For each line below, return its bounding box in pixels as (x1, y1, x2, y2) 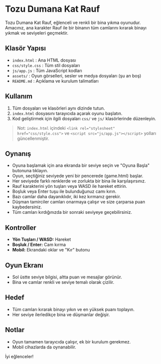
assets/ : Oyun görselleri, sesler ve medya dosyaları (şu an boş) (12, 72, 141, 79)
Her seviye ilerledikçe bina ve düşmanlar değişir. (12, 312, 110, 318)
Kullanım (5, 92, 33, 101)
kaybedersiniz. (12, 204, 43, 210)
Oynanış (5, 149, 31, 158)
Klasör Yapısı (5, 44, 46, 52)
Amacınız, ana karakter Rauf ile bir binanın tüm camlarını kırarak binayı (5, 24, 147, 30)
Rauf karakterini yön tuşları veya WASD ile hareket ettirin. (12, 183, 127, 189)
